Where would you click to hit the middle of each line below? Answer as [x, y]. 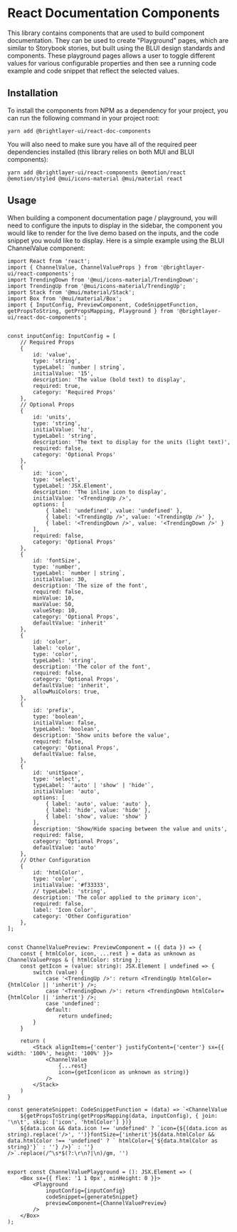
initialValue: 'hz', [63, 429]
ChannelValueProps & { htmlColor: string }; [74, 960]
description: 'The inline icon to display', [100, 492]
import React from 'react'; [49, 261]
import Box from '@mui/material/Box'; [65, 298]
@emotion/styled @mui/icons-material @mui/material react [95, 179]
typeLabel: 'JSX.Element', [73, 486]
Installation [33, 93]
